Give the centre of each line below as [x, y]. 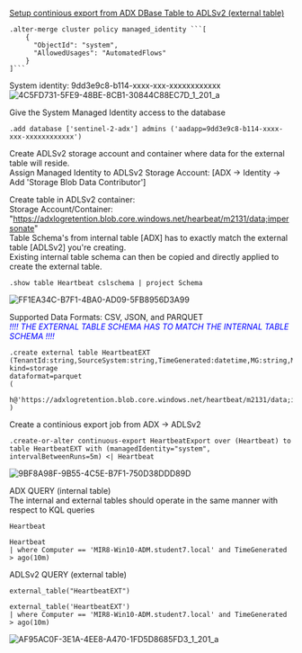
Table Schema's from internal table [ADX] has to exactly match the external [149, 238]
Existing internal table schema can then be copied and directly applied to [144, 257]
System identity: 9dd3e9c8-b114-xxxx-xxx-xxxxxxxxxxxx [115, 85]
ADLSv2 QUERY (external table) [68, 574]
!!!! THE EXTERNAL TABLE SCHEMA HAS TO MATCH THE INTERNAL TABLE [149, 326]
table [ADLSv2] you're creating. [68, 247]
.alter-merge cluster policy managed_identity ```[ [108, 30]
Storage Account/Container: [62, 209]
